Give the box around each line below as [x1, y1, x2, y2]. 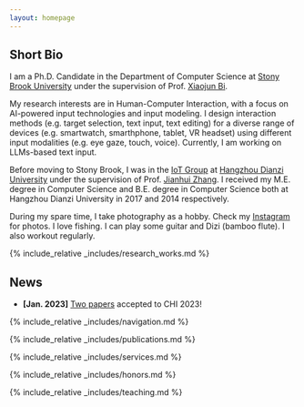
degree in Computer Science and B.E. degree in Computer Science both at [9, 184, 289, 195]
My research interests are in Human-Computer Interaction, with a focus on [9, 98, 289, 109]
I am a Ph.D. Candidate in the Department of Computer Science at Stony [9, 71, 280, 82]
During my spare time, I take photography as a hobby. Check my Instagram [9, 211, 291, 222]
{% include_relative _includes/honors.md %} [9, 370, 177, 381]
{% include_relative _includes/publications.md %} [9, 334, 196, 345]
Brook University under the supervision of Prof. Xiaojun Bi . [9, 81, 228, 92]
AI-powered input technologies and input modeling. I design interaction [9, 108, 277, 119]
